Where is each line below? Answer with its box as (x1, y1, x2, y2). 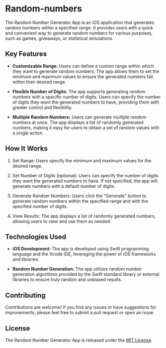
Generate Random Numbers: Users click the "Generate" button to (12, 193, 147, 199)
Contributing (5, 291, 46, 299)
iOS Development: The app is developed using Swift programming (12, 246, 149, 252)
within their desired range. (12, 79, 67, 85)
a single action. (12, 130, 44, 136)
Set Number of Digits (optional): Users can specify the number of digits (12, 172, 159, 178)
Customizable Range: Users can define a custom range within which (12, 63, 154, 69)
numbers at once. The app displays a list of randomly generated (12, 119, 144, 125)
